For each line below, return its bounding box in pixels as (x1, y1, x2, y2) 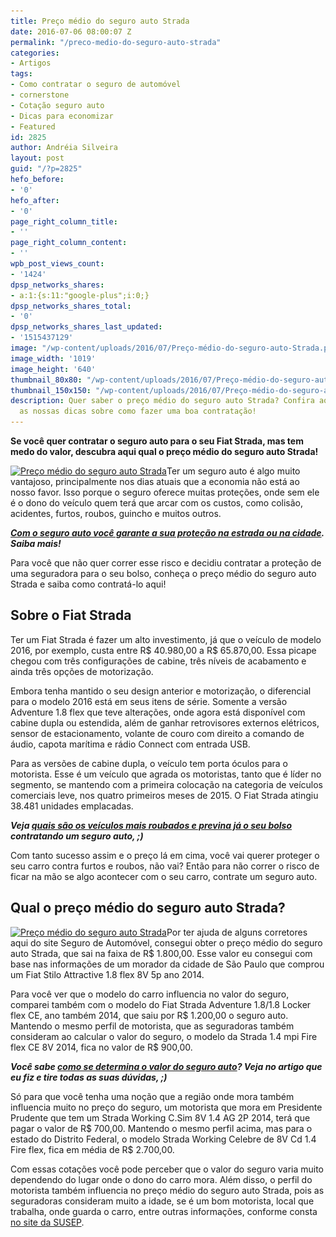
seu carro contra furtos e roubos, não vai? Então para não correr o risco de (10, 860, 320, 872)
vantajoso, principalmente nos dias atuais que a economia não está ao (10, 476, 300, 487)
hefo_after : (10, 195, 60, 205)
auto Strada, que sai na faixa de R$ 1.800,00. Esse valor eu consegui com (10, 947, 313, 959)
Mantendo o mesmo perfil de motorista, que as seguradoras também (10, 1020, 295, 1032)
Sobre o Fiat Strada (10, 607, 132, 624)
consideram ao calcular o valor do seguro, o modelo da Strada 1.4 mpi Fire (10, 1030, 318, 1042)
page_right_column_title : (10, 216, 118, 227)
